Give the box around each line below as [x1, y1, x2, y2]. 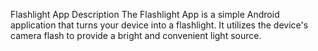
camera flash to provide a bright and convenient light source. [10, 30, 262, 41]
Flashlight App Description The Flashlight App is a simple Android [10, 9, 280, 20]
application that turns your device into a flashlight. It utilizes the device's [10, 19, 309, 31]
